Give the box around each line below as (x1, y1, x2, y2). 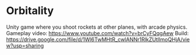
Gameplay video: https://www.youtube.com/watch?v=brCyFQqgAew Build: (6, 29, 189, 36)
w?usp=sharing (6, 42, 44, 49)
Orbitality (6, 4, 54, 18)
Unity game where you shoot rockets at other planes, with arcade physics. (6, 23, 188, 30)
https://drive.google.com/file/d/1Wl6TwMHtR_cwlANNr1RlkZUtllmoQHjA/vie (6, 36, 190, 43)
